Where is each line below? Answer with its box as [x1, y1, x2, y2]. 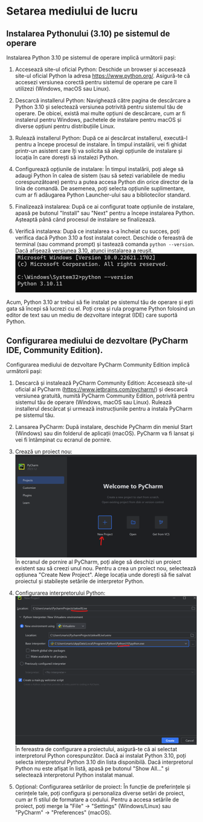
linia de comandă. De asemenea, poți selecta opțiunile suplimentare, [14, 185, 185, 192]
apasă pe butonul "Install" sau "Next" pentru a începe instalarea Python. [14, 209, 195, 217]
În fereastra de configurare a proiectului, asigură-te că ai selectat [14, 745, 178, 753]
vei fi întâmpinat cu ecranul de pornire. [14, 436, 112, 443]
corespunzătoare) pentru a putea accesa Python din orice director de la [14, 178, 193, 186]
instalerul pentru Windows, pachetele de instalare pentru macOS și [14, 116, 182, 123]
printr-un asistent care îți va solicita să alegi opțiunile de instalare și [14, 147, 182, 154]
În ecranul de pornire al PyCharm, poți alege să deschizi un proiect [14, 558, 181, 565]
